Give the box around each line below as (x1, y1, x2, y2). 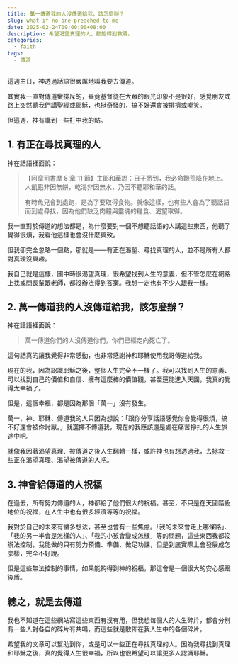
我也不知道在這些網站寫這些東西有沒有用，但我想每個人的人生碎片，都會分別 (7, 616, 231, 624)
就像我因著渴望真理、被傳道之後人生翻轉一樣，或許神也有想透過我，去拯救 (7, 447, 225, 456)
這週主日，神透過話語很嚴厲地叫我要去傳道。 (7, 77, 138, 85)
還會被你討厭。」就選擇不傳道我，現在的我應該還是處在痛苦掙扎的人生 (19, 423, 222, 432)
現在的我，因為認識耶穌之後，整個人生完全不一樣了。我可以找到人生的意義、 (7, 366, 231, 375)
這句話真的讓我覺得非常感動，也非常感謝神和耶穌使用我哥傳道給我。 (7, 351, 206, 360)
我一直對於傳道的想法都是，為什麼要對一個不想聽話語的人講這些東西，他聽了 (7, 221, 231, 230)
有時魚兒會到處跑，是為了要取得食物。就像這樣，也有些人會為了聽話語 (24, 198, 230, 206)
